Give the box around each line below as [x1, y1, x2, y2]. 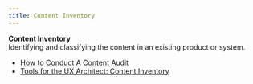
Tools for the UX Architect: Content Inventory [19, 66, 170, 76]
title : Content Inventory [8, 11, 95, 20]
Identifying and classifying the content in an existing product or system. [8, 42, 246, 52]
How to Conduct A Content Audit [19, 58, 129, 67]
